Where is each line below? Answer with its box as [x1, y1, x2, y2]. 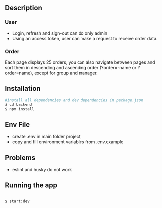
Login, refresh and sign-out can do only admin [12, 30, 108, 36]
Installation [5, 84, 41, 93]
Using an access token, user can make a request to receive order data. [12, 35, 158, 41]
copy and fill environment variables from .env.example [12, 139, 124, 145]
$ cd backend [5, 102, 32, 107]
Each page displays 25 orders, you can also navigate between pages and [5, 59, 155, 65]
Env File [5, 120, 30, 129]
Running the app [5, 181, 57, 190]
